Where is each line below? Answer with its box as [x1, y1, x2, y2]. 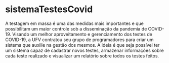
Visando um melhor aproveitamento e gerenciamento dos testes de [12, 31, 153, 37]
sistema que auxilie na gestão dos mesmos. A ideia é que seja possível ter [5, 42, 160, 48]
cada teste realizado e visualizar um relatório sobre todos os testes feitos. [5, 52, 159, 59]
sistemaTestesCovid [5, 4, 93, 15]
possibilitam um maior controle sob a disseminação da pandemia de [5, 25, 147, 31]
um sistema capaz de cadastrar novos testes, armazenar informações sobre [5, 47, 164, 53]
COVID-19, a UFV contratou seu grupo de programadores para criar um [5, 37, 154, 43]
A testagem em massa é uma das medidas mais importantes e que [5, 20, 144, 26]
